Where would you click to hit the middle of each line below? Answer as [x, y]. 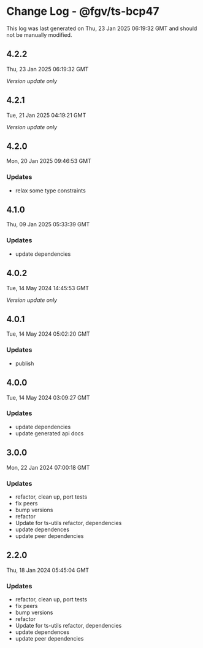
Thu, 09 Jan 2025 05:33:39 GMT [48, 224]
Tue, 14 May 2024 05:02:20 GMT [48, 334]
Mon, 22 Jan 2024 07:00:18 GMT [48, 467]
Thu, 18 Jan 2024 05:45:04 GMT [48, 570]
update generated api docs [49, 433]
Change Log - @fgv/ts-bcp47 [83, 11]
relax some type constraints [50, 190]
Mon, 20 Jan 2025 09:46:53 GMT [49, 161]
